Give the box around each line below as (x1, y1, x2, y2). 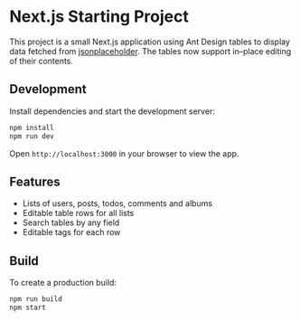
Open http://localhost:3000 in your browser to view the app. (9, 147, 239, 159)
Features (9, 174, 61, 189)
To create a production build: (9, 278, 117, 288)
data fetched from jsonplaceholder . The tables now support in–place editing (9, 45, 292, 56)
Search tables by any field (22, 217, 120, 228)
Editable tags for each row (22, 227, 121, 238)
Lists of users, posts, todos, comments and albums (22, 198, 213, 209)
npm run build (9, 295, 63, 304)
